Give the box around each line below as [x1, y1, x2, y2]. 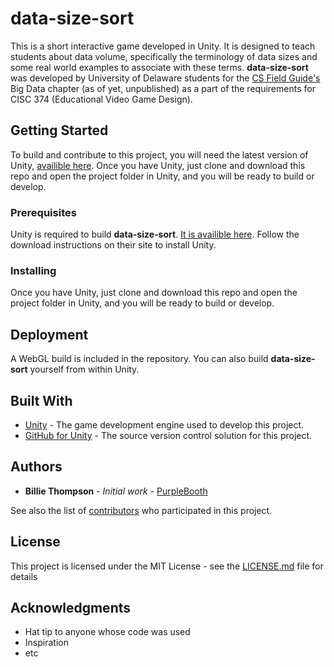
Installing [10, 263, 57, 277]
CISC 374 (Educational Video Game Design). [10, 93, 193, 105]
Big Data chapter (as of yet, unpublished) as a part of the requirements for [10, 82, 316, 94]
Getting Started [10, 122, 109, 139]
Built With [10, 392, 73, 409]
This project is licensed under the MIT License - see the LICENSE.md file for [10, 560, 324, 572]
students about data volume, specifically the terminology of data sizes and [10, 50, 318, 62]
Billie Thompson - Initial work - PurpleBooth [24, 485, 208, 497]
